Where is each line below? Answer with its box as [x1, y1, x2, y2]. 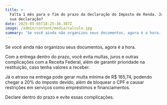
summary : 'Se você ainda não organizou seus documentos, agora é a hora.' [5, 30, 164, 35]
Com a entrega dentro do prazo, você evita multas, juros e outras [5, 54, 139, 60]
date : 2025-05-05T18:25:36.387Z [5, 21, 72, 26]
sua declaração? [9, 16, 43, 21]
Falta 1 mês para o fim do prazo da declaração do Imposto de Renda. [9, 12, 157, 17]
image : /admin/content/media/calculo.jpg [5, 26, 92, 31]
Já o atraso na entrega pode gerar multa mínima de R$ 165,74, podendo [5, 74, 153, 80]
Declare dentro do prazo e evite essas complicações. [5, 94, 114, 100]
